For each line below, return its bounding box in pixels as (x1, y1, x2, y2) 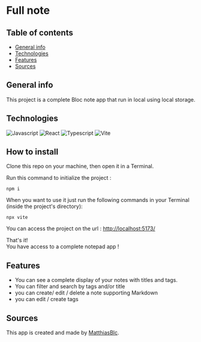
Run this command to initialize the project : (6, 174, 112, 182)
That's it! (6, 237, 28, 244)
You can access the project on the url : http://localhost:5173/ (6, 225, 156, 232)
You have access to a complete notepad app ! (6, 243, 119, 250)
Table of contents (6, 28, 73, 38)
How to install (6, 147, 59, 157)
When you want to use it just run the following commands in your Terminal (6, 197, 190, 204)
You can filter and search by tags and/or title (14, 283, 125, 290)
